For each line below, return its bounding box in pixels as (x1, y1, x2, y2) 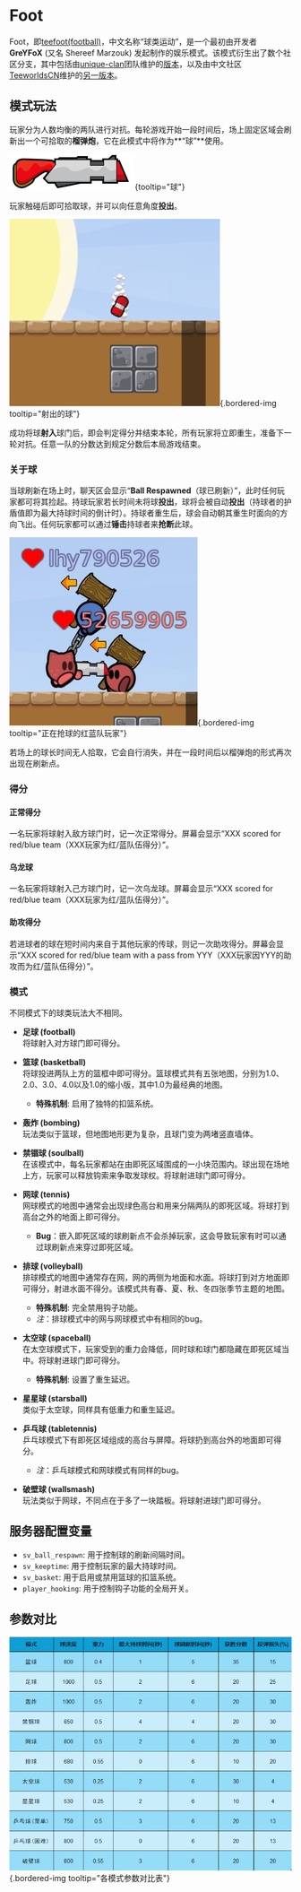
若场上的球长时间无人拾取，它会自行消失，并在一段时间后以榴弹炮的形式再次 (9, 747, 292, 758)
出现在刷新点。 (9, 759, 64, 769)
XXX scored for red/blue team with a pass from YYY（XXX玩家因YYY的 (21, 950, 284, 960)
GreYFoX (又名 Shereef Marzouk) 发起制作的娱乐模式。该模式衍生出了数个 (9, 47, 284, 58)
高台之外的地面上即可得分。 (21, 1211, 125, 1222)
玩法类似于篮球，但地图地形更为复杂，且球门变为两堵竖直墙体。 (21, 1128, 258, 1139)
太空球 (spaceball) (21, 1332, 91, 1343)
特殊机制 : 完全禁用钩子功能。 (35, 1302, 143, 1313)
